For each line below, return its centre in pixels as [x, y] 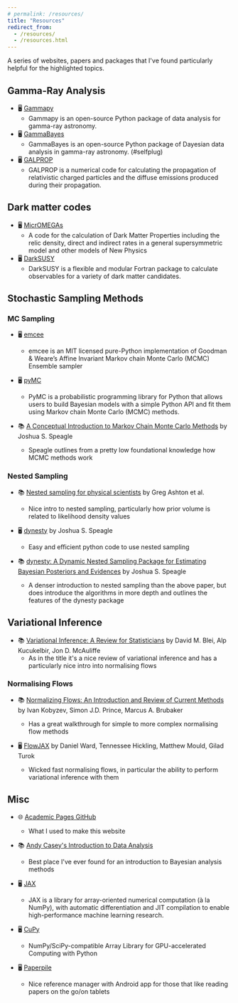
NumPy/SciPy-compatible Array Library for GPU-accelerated [117, 945]
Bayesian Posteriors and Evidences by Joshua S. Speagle [102, 571]
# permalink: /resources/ [45, 14]
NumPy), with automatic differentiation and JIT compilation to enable [129, 907]
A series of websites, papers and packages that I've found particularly [110, 60]
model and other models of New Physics [88, 250]
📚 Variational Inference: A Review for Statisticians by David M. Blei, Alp [122, 640]
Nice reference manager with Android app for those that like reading [128, 984]
